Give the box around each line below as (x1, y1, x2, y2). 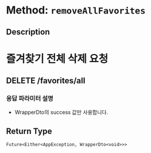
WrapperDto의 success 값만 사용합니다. (14, 109, 109, 116)
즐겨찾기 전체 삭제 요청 (6, 52, 109, 65)
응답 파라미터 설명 (6, 94, 54, 103)
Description (6, 27, 50, 37)
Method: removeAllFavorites (6, 4, 146, 17)
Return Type (6, 126, 52, 136)
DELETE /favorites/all (6, 76, 86, 86)
